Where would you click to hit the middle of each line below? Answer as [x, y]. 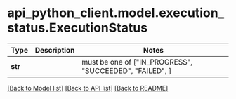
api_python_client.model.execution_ [116, 13]
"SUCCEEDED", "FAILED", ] [127, 70]
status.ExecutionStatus [78, 28]
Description [55, 50]
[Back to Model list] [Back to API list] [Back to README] [88, 88]
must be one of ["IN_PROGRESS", [137, 62]
